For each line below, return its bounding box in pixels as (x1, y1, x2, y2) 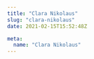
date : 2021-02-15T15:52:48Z (7, 23, 88, 29)
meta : (7, 35, 23, 42)
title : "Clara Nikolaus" (7, 10, 78, 17)
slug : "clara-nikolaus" (7, 16, 75, 23)
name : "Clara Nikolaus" (13, 42, 81, 49)
